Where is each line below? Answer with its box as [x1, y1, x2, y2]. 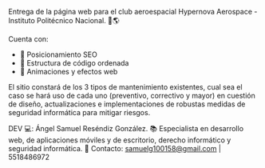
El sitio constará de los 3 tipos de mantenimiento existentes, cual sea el [8, 82, 243, 91]
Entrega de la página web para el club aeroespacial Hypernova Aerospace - [8, 7, 258, 16]
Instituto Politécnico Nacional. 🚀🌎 [8, 16, 120, 25]
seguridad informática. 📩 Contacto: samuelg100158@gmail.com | [8, 144, 222, 153]
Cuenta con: [8, 34, 49, 43]
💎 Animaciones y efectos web [19, 67, 118, 76]
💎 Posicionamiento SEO [19, 50, 97, 59]
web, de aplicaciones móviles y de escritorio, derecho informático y [8, 135, 231, 145]
